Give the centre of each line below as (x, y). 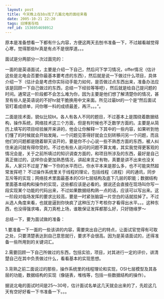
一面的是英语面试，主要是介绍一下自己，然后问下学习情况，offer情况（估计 (81, 70)
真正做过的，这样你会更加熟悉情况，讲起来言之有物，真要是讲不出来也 (76, 160)
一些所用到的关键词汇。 (33, 242)
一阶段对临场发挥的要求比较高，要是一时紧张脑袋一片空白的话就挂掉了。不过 (82, 196)
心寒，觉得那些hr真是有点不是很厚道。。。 (46, 49)
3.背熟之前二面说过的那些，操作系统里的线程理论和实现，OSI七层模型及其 (79, 269)
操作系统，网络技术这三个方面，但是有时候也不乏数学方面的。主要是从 (84, 123)
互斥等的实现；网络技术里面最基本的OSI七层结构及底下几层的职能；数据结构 (81, 178)
